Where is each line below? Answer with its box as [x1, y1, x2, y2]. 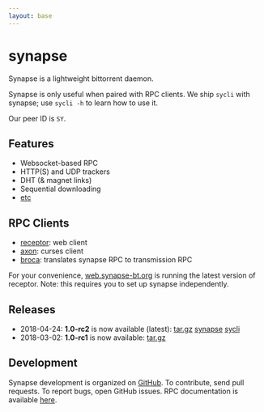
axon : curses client [19, 246, 83, 256]
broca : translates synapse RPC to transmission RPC [19, 255, 193, 265]
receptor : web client [19, 238, 87, 248]
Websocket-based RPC [19, 159, 99, 168]
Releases [8, 303, 56, 316]
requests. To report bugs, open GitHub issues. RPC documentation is [8, 386, 239, 396]
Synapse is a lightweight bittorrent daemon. [8, 74, 154, 83]
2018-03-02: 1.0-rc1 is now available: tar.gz [19, 333, 166, 342]
